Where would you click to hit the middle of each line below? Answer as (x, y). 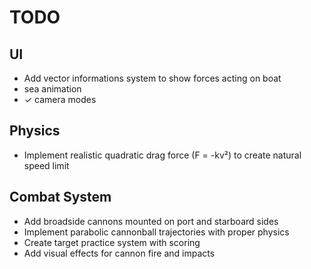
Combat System (60, 197)
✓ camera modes (60, 99)
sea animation (52, 89)
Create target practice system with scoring (112, 242)
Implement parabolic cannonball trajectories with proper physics (156, 232)
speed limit (46, 165)
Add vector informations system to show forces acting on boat (152, 78)
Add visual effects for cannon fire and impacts (119, 253)
